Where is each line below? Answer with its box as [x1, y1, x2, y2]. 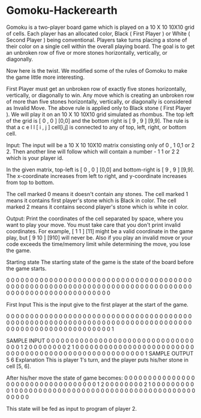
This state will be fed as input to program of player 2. [6, 405, 137, 412]
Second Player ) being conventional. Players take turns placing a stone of [6, 36, 187, 43]
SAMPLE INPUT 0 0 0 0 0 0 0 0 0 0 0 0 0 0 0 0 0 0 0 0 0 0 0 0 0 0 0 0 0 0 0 [6, 337, 194, 344]
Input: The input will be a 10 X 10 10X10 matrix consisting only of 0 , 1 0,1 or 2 [6, 141, 195, 149]
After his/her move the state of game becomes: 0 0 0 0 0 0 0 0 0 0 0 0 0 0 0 [6, 374, 195, 381]
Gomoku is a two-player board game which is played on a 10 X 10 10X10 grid [6, 23, 195, 31]
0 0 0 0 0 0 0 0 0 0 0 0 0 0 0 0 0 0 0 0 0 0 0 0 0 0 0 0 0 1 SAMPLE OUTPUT [6, 349, 194, 357]
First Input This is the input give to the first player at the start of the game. [6, 301, 189, 308]
